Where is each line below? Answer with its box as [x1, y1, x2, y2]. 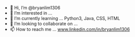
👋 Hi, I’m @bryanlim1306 [9, 5, 60, 10]
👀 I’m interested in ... [9, 10, 52, 16]
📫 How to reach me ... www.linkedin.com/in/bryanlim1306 [9, 26, 130, 32]
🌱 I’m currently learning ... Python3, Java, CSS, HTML [9, 15, 120, 21]
